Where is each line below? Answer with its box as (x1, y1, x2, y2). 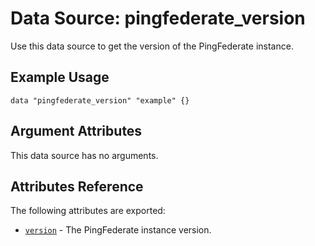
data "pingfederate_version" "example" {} (10, 95, 190, 106)
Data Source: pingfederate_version (10, 7, 306, 30)
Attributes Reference (10, 178, 144, 195)
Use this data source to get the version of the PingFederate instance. (10, 40, 294, 52)
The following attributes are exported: (10, 205, 166, 217)
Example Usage (10, 69, 110, 86)
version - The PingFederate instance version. (24, 224, 212, 236)
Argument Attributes (10, 123, 143, 140)
